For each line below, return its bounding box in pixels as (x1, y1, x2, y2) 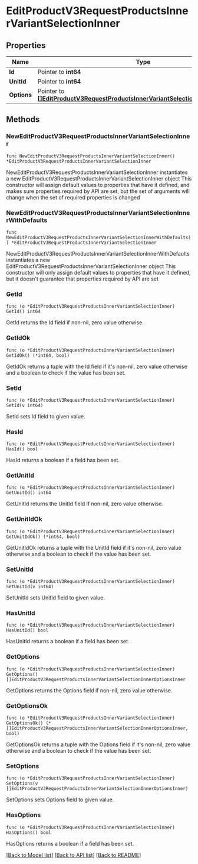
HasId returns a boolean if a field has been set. (6, 457, 120, 464)
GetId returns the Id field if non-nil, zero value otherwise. (6, 319, 144, 326)
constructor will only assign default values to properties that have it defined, (6, 269, 191, 276)
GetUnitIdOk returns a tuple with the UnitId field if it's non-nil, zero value (6, 544, 181, 551)
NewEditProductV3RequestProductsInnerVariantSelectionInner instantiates (6, 169, 188, 176)
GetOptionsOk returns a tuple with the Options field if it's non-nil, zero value (6, 741, 191, 748)
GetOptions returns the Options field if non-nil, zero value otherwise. (6, 686, 173, 694)
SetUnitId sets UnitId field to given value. (6, 594, 105, 601)
